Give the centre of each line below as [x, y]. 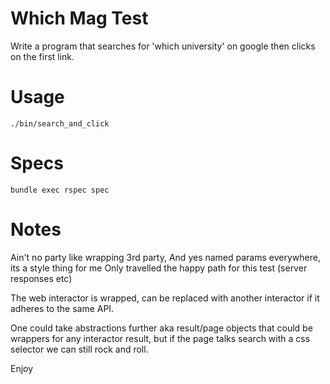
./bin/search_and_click [60, 123]
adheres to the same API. [62, 308]
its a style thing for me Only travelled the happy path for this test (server [159, 268]
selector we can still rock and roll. [79, 349]
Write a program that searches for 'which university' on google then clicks [163, 46]
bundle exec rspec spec [60, 190]
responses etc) [41, 278]
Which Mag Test [79, 18]
